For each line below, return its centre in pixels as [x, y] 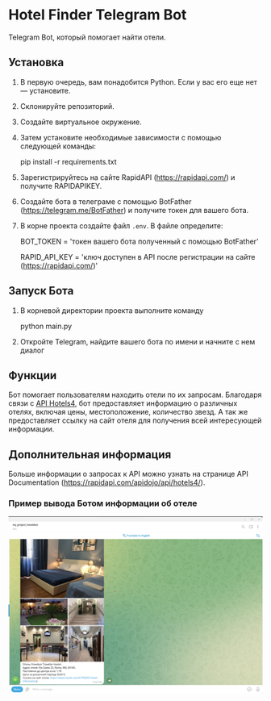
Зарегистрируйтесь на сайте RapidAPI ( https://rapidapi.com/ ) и [127, 177]
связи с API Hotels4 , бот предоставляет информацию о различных [123, 403]
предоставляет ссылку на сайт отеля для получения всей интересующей [135, 420]
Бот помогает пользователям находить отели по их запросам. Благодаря [135, 395]
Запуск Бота [41, 291]
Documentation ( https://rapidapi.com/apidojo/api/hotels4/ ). [107, 482]
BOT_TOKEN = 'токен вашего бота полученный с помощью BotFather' [140, 241]
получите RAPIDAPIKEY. [61, 186]
